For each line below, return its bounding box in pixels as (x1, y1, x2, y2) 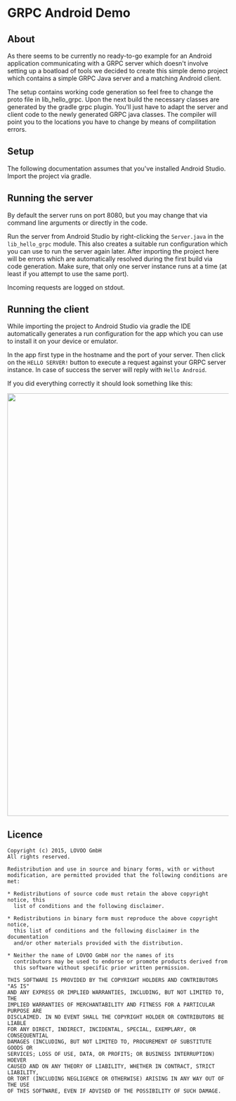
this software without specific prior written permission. (13, 964, 190, 971)
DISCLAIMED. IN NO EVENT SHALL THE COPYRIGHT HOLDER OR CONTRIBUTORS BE (7, 1014, 225, 1021)
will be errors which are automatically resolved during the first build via (7, 254, 213, 263)
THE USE (7, 1081, 30, 1089)
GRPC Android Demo (7, 5, 131, 21)
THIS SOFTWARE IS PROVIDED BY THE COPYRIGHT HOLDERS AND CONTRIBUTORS (7, 977, 218, 984)
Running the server (7, 192, 93, 204)
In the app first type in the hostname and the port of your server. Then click (7, 351, 225, 359)
